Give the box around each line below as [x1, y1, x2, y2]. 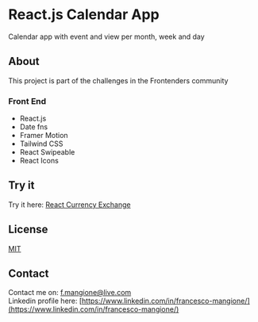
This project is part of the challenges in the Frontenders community [8, 75, 229, 85]
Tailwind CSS [19, 139, 64, 148]
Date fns [19, 122, 48, 132]
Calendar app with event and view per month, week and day [8, 32, 205, 41]
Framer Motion [19, 131, 69, 140]
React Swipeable [19, 148, 75, 157]
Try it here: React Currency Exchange [8, 200, 131, 209]
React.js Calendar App [8, 6, 160, 24]
